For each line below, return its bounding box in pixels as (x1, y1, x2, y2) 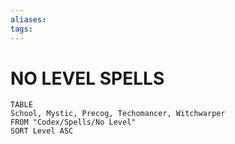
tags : (10, 24, 33, 34)
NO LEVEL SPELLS (10, 67, 165, 90)
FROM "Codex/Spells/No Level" (10, 117, 137, 128)
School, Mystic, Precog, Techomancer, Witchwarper (10, 109, 226, 119)
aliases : (10, 14, 47, 25)
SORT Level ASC (10, 126, 74, 136)
